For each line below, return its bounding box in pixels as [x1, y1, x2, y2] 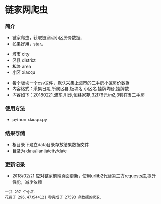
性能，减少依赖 [12, 179, 42, 185]
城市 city [12, 51, 30, 57]
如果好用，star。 [12, 41, 46, 47]
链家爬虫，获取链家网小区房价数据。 [12, 35, 85, 41]
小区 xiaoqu [12, 69, 35, 75]
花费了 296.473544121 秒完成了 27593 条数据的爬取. [5, 195, 102, 200]
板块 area [12, 64, 31, 69]
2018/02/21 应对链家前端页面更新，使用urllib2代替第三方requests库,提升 [12, 173, 156, 179]
